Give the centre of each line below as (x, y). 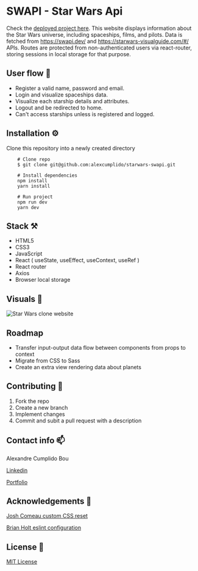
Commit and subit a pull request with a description (78, 421)
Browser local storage (43, 280)
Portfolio (17, 482)
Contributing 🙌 (35, 386)
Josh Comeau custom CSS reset (47, 516)
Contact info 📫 (36, 440)
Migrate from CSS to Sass (48, 361)
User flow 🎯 (29, 74)
